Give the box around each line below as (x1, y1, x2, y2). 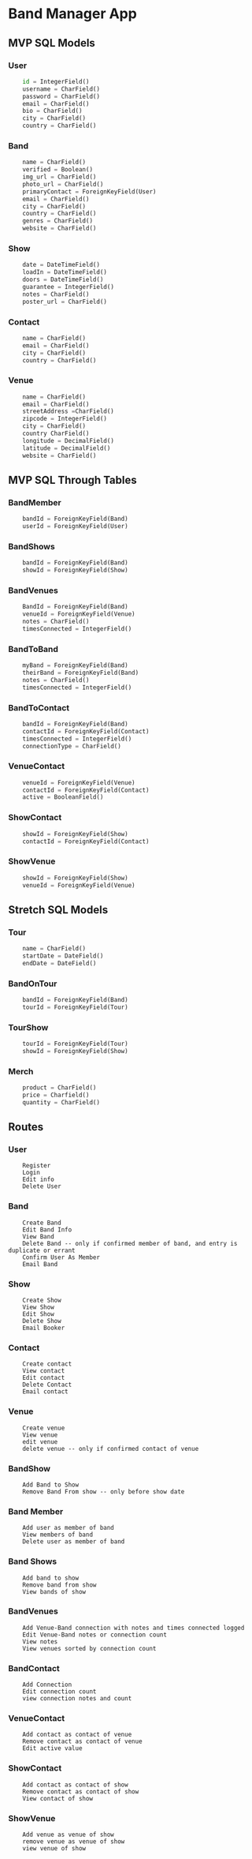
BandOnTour (8, 978, 57, 989)
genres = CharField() (22, 217, 93, 225)
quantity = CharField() (22, 1098, 101, 1106)
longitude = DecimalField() (22, 437, 114, 444)
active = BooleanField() (22, 793, 104, 801)
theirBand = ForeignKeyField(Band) (22, 669, 139, 677)
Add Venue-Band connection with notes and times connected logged (22, 1624, 245, 1632)
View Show (22, 1303, 55, 1311)
